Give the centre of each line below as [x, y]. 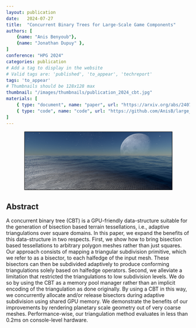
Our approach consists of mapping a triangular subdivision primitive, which [96, 251]
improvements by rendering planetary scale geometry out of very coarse [93, 308]
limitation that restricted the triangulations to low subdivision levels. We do [95, 276]
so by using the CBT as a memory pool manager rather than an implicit [91, 282]
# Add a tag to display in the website [55, 68]
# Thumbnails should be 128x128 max [50, 87]
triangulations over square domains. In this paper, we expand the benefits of [98, 233]
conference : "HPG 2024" [35, 56]
